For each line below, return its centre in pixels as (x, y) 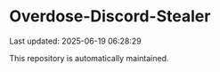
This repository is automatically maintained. (89, 58)
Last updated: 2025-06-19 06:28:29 (76, 41)
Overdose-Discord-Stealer (110, 16)
